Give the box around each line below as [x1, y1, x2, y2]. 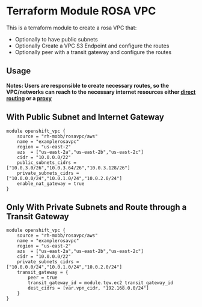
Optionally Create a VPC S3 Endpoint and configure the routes [14, 42, 170, 49]
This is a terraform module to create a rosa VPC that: [6, 24, 137, 31]
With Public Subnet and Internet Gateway [6, 112, 164, 123]
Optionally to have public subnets [14, 35, 98, 43]
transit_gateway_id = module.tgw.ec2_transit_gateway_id [28, 280, 173, 286]
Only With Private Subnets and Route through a [6, 202, 187, 212]
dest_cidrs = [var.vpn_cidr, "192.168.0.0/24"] [28, 285, 149, 291]
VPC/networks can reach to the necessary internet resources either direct [6, 88, 196, 96]
